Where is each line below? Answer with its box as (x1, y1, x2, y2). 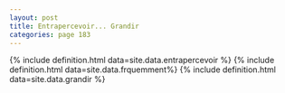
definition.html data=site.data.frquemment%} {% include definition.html (9, 64, 276, 75)
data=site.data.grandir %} (9, 74, 106, 85)
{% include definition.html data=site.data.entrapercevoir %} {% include (9, 55, 275, 66)
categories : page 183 (9, 30, 91, 39)
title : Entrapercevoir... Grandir (9, 22, 140, 31)
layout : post (9, 13, 59, 23)
